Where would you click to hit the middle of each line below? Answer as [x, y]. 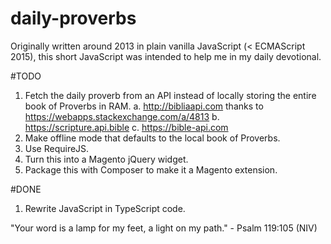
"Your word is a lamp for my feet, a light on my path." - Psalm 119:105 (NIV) [164, 228]
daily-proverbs [73, 18]
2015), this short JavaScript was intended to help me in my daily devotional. [166, 56]
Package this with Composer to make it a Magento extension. [151, 169]
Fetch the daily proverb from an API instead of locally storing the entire [170, 95]
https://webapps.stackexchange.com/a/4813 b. [122, 116]
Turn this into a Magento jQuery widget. [106, 159]
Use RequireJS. [57, 148]
